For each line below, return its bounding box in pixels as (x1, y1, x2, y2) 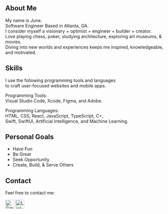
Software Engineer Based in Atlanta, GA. (5, 23, 89, 29)
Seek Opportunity (12, 157, 49, 163)
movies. (5, 39, 22, 45)
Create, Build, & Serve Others (12, 162, 74, 168)
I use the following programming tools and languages (5, 77, 116, 83)
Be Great (12, 151, 31, 157)
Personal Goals (5, 133, 54, 141)
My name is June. (5, 17, 42, 23)
